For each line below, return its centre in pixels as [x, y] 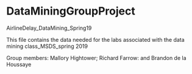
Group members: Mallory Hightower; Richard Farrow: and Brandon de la [97, 58]
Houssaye [19, 64]
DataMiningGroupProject [71, 11]
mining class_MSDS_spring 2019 [47, 46]
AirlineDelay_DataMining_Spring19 [49, 28]
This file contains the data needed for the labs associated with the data [95, 39]
